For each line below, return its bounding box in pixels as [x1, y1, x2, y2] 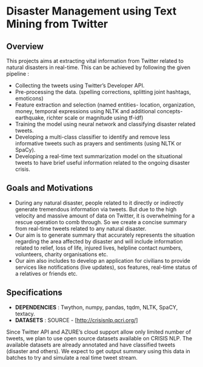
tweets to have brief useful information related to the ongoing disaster [15, 159, 190, 166]
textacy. [15, 310, 35, 317]
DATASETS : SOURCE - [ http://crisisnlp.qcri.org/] [15, 316, 138, 323]
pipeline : [6, 70, 29, 77]
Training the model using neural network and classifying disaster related [15, 121, 196, 128]
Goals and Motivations [6, 183, 93, 193]
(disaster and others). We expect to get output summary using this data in [6, 347, 191, 355]
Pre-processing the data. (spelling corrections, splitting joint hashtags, [15, 88, 191, 95]
